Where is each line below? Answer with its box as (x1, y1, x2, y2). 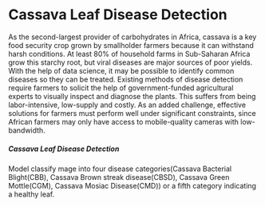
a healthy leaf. (8, 189, 55, 199)
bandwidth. (8, 125, 45, 135)
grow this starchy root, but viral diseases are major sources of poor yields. (8, 58, 253, 67)
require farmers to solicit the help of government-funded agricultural (8, 82, 234, 93)
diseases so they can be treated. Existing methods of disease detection (8, 74, 243, 84)
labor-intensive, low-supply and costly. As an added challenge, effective (8, 100, 246, 109)
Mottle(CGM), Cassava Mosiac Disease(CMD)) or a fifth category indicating (8, 181, 257, 190)
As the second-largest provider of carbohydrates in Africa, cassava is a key (8, 32, 257, 42)
